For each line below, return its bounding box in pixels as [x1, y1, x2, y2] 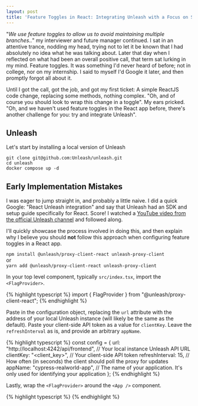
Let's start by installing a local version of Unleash [6, 144, 126, 151]
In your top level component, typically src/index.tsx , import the [6, 273, 161, 281]
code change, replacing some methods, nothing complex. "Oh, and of [6, 92, 176, 99]
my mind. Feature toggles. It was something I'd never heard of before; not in [6, 61, 191, 69]
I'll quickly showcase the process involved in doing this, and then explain [6, 228, 183, 235]
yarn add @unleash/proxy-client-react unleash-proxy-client [6, 263, 157, 269]
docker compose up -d [6, 165, 60, 171]
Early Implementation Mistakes [6, 181, 123, 191]
